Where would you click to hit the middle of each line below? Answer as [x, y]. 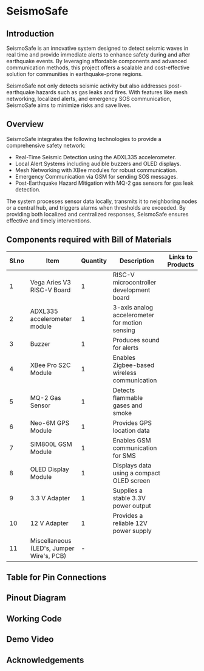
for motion [127, 322]
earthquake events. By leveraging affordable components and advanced [97, 61]
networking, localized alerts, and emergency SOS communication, [89, 99]
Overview [25, 124]
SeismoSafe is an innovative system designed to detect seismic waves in [97, 48]
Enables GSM [132, 440]
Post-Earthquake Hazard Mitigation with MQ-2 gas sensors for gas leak [104, 183]
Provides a [128, 515]
